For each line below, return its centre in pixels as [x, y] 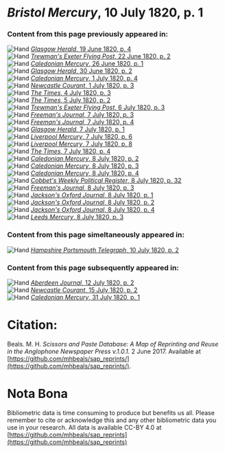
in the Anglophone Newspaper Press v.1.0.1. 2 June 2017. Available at [104, 351]
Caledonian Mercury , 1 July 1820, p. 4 [84, 78]
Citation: [32, 325]
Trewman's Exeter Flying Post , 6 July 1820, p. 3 [98, 107]
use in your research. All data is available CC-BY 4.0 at [84, 427]
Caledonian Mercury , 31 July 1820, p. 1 [85, 298]
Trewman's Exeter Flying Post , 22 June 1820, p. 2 [100, 56]
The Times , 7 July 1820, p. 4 [71, 151]
